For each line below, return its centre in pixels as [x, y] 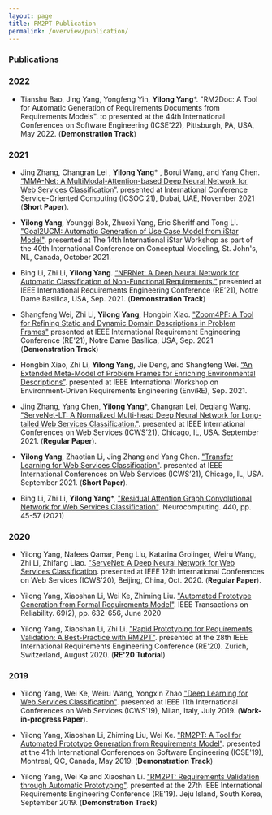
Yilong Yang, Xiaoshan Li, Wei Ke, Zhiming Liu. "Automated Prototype [136, 596]
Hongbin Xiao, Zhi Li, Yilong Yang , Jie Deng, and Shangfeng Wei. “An [136, 364]
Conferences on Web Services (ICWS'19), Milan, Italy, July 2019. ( [130, 711]
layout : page [30, 16]
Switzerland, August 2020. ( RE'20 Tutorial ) [93, 655]
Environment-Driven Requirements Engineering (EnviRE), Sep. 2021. [134, 390]
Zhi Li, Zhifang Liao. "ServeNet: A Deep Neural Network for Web [127, 563]
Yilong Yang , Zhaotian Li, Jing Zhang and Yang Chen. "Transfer [127, 457]
